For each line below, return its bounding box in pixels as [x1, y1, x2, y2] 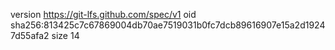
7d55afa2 [10, 30, 50, 41]
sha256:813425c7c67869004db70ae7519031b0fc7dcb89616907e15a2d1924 [10, 19, 326, 31]
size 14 [51, 30, 80, 41]
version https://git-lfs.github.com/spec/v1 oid [10, 9, 197, 20]
